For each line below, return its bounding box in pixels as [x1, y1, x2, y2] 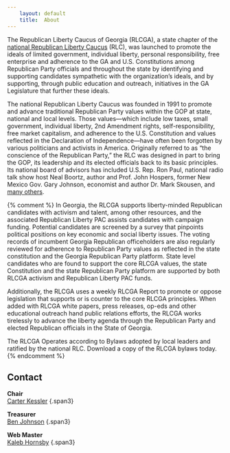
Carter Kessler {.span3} [7, 397, 74, 406]
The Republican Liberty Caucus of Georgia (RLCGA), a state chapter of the [7, 35, 218, 43]
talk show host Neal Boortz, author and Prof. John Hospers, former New [7, 173, 211, 181]
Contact [7, 371, 43, 383]
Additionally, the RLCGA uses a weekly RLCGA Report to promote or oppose [7, 287, 222, 296]
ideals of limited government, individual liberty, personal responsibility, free [7, 49, 220, 58]
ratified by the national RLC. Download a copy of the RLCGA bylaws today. [7, 344, 218, 353]
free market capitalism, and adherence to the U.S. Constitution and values [7, 129, 216, 137]
